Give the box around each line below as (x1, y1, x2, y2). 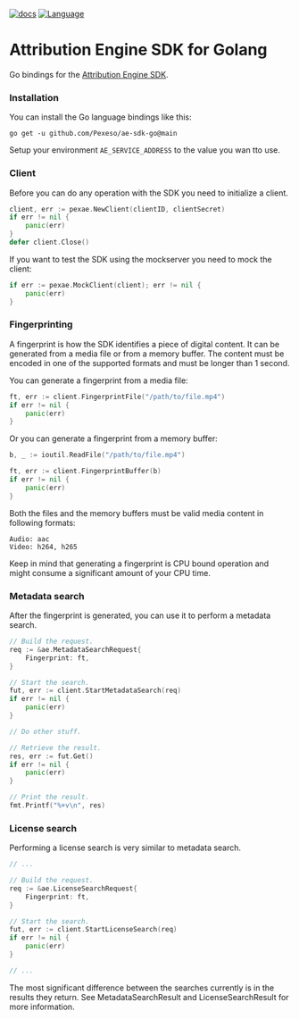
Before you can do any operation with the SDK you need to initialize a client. (9, 188, 288, 198)
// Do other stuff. (9, 727, 82, 736)
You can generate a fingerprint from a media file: (9, 375, 189, 386)
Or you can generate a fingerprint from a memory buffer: (9, 433, 218, 444)
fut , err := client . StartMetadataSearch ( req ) (9, 686, 181, 696)
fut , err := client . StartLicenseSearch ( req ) (9, 925, 178, 934)
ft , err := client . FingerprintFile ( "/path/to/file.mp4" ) (9, 392, 226, 401)
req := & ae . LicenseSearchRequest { (9, 884, 138, 893)
